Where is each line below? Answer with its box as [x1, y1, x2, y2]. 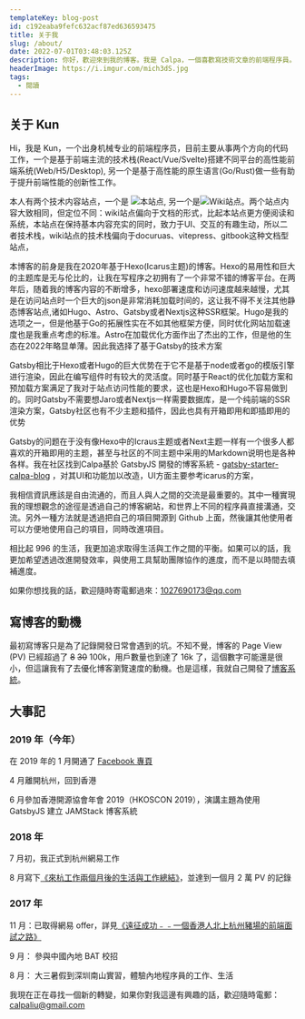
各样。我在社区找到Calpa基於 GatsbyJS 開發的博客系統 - [9, 459, 221, 469]
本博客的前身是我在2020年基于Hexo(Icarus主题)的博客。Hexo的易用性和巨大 [9, 261, 296, 272]
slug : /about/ [9, 38, 64, 48]
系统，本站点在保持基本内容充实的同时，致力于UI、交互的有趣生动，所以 [9, 219, 280, 230]
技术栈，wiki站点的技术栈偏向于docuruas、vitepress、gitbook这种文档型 [16, 230, 289, 241]
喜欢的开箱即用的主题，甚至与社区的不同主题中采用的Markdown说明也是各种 [9, 448, 296, 459]
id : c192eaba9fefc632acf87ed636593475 [9, 22, 156, 31]
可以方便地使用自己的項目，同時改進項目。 [9, 524, 169, 535]
